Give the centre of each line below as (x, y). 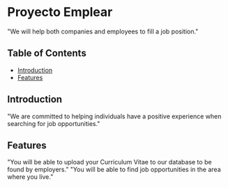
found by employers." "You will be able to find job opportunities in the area (114, 170)
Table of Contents (47, 53)
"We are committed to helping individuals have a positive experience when (114, 116)
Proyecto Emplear (60, 12)
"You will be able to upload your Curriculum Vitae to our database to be (109, 162)
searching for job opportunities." (54, 123)
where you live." (30, 177)
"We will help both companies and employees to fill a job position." (103, 31)
